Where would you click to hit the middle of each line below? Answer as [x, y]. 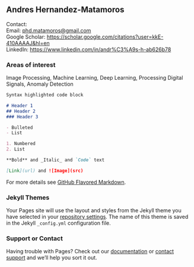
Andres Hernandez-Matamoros [65, 10]
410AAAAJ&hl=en [28, 43]
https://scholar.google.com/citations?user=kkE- [105, 37]
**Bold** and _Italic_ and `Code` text [55, 160]
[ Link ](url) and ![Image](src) [45, 171]
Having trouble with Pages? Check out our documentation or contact [90, 252]
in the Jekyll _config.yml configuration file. [58, 223]
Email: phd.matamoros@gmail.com [49, 30]
